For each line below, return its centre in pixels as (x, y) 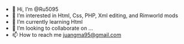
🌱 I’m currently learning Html (47, 22)
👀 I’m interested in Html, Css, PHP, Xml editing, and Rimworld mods (95, 15)
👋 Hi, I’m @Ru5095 (35, 9)
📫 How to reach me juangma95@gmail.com (67, 35)
